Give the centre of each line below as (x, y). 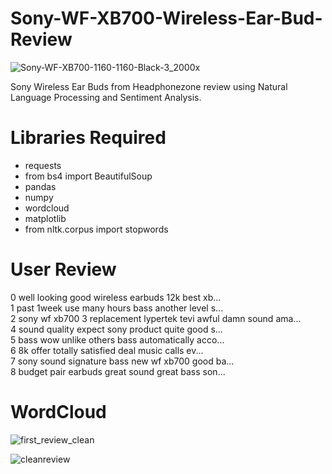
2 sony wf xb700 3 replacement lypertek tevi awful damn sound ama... (156, 318)
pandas (40, 186)
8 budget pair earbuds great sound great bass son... (118, 371)
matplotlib (45, 218)
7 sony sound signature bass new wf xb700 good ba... (122, 361)
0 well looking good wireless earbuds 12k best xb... (116, 297)
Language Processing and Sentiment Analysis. (106, 97)
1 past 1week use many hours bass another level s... (117, 308)
